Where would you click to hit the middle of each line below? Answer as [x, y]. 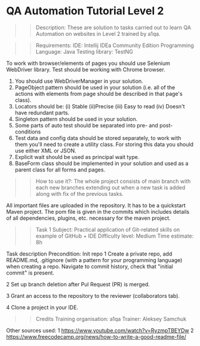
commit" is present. [30, 273]
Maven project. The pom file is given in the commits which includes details [98, 211]
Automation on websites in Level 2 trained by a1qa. [98, 33]
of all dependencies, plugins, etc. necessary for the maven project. [89, 218]
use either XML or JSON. [45, 151]
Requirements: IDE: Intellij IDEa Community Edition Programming [115, 45]
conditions [28, 132]
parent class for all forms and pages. [60, 169]
